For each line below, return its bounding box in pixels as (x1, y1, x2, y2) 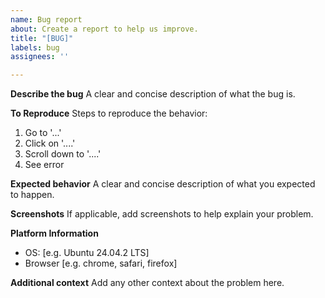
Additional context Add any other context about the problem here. (10, 277, 285, 289)
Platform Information (10, 227, 99, 240)
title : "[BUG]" (10, 33, 74, 43)
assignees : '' (10, 52, 70, 62)
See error (24, 159, 65, 171)
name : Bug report (10, 14, 83, 25)
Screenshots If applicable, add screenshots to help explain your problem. (10, 208, 314, 220)
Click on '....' (24, 137, 76, 150)
